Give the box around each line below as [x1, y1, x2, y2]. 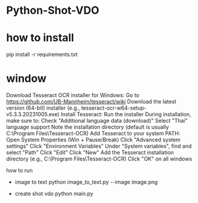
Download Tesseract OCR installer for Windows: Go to [6, 92, 139, 99]
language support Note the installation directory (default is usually [6, 123, 169, 131]
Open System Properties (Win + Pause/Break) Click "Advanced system [6, 136, 181, 144]
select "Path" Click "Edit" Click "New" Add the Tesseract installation [6, 149, 174, 156]
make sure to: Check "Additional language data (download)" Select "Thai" [6, 117, 188, 125]
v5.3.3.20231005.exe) [6, 111, 60, 118]
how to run [6, 167, 33, 174]
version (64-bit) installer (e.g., [6, 104, 80, 111]
